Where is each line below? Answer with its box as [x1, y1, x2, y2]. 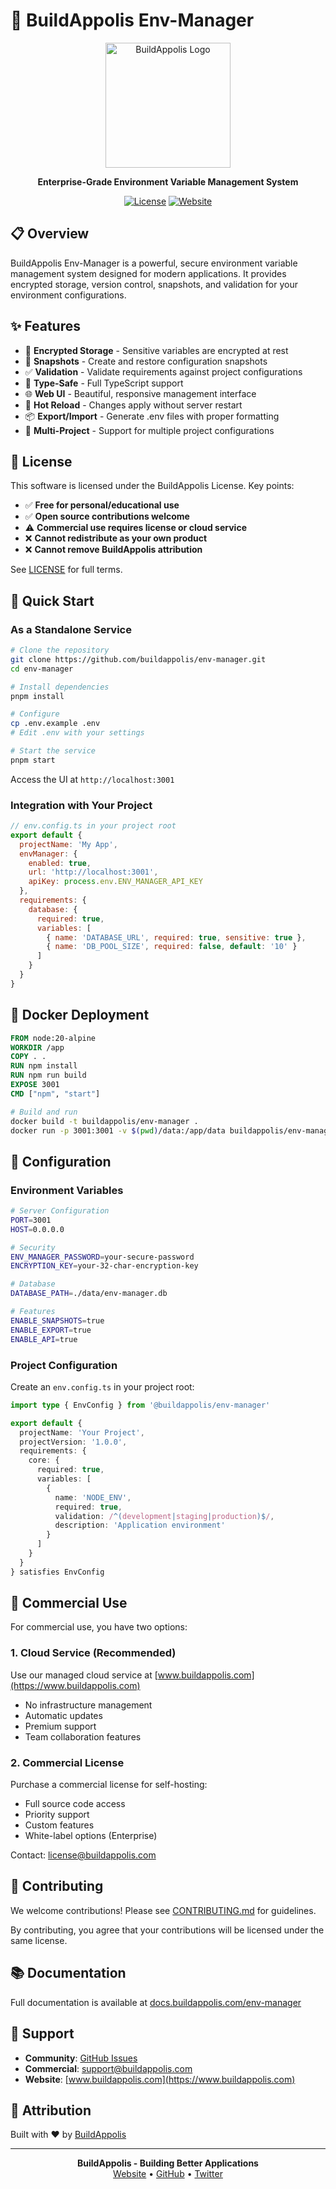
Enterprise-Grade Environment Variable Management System [37, 175, 299, 188]
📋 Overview [10, 225, 90, 243]
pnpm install [10, 691, 65, 701]
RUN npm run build [10, 1070, 87, 1081]
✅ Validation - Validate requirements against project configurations [24, 365, 303, 378]
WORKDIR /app [10, 1042, 65, 1053]
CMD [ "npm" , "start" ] [10, 1089, 101, 1099]
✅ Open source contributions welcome [24, 510, 190, 523]
